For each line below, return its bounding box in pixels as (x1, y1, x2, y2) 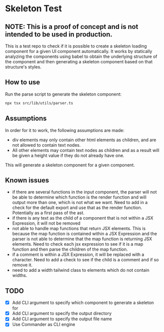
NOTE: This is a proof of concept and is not (5, 23, 139, 31)
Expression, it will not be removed (12, 220, 81, 226)
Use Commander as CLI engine (12, 322, 75, 328)
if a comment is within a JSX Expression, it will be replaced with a (12, 252, 144, 257)
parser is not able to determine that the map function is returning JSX (12, 236, 153, 242)
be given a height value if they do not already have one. (12, 153, 125, 158)
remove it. (12, 262, 33, 268)
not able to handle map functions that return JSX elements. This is (12, 226, 146, 231)
